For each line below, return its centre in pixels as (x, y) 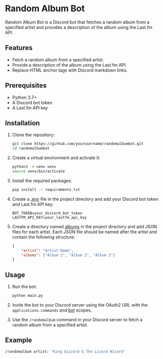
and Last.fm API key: (33, 204)
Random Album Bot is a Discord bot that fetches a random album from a (77, 22)
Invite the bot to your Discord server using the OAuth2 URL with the (80, 305)
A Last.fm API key (30, 108)
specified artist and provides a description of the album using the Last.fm (79, 27)
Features (19, 48)
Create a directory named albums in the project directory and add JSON (84, 226)
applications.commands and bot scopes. (52, 310)
